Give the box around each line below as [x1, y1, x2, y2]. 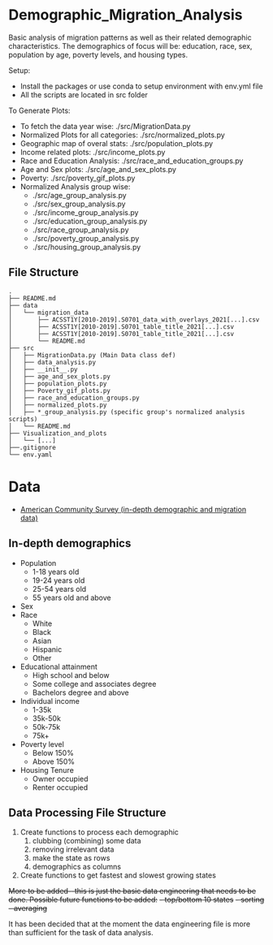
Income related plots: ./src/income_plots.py [19, 147, 166, 157]
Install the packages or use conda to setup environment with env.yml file [19, 81, 263, 91]
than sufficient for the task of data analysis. [8, 928, 154, 938]
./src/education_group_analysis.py [32, 216, 148, 226]
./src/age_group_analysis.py [32, 190, 128, 200]
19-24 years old [32, 575, 85, 585]
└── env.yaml [8, 451, 53, 459]
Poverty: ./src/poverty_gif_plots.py [19, 173, 136, 183]
